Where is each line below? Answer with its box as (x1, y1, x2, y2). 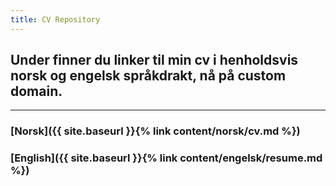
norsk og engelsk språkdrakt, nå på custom (10, 67, 287, 85)
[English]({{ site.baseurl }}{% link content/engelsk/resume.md (10, 151, 323, 165)
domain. (10, 83, 63, 100)
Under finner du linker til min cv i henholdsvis (10, 52, 299, 69)
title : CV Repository (10, 14, 101, 25)
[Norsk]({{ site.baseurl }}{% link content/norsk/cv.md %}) (10, 124, 301, 138)
